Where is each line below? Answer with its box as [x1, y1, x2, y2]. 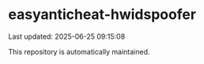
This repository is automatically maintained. [8, 47, 150, 56]
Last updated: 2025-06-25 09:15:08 [8, 32, 126, 41]
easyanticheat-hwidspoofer [8, 6, 196, 24]
